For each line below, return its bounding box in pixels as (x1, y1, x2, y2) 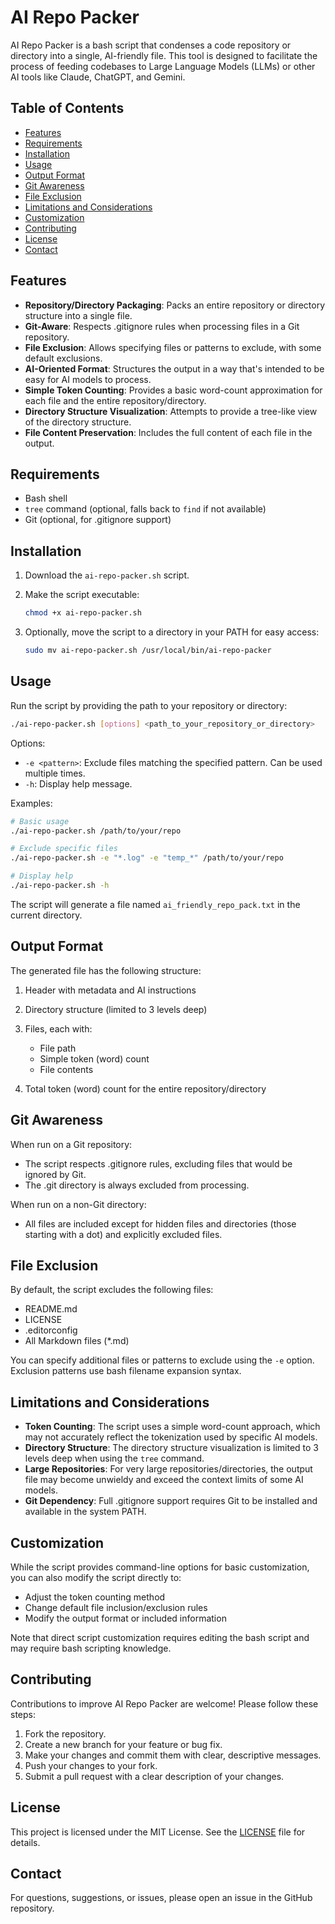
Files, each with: (24, 1022, 93, 1035)
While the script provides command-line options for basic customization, (10, 1561, 310, 1573)
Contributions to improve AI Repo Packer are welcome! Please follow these (10, 1697, 319, 1710)
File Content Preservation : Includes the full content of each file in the (24, 426, 313, 438)
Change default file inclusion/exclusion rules (24, 1601, 208, 1613)
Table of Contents (10, 100, 125, 117)
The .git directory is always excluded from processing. (24, 1179, 250, 1191)
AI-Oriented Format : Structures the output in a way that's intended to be (24, 362, 325, 375)
